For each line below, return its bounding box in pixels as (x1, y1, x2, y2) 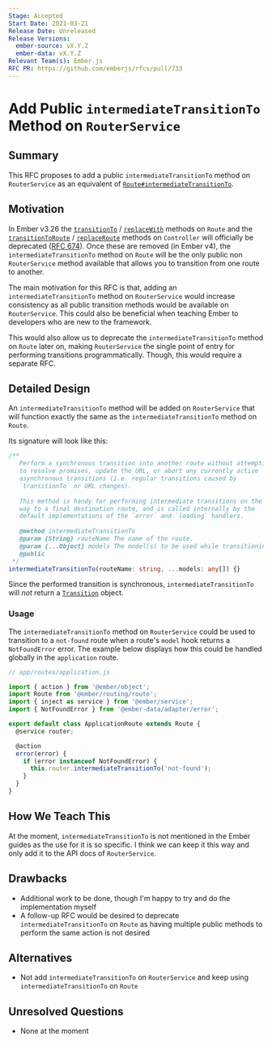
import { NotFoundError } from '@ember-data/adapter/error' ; (8, 705, 219, 713)
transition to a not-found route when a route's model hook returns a (8, 635, 231, 644)
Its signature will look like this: (8, 436, 108, 446)
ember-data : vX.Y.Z (15, 49, 82, 57)
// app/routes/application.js (8, 668, 111, 676)
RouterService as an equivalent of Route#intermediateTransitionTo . (8, 179, 235, 189)
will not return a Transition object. (8, 588, 124, 598)
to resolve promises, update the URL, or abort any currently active (19, 467, 259, 475)
